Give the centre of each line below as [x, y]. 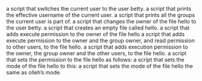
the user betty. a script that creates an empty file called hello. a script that [98, 28]
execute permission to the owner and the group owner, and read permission [100, 40]
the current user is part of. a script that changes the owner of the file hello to [101, 21]
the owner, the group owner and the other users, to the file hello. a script [96, 53]
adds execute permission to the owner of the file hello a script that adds [96, 34]
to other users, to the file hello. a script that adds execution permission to [97, 47]
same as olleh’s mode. [34, 72]
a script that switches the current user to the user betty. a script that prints [99, 9]
